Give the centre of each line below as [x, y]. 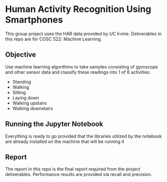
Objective [21, 55]
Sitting [19, 92]
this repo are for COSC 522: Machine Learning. [54, 39]
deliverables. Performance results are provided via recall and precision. [79, 174]
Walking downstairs [33, 108]
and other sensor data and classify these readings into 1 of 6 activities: [78, 72]
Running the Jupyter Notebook [54, 124]
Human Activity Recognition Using [78, 9]
